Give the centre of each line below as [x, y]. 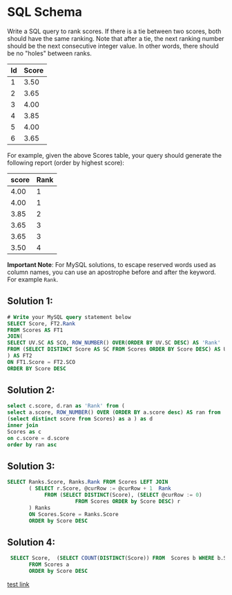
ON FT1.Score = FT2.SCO [41, 362]
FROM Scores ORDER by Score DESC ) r [128, 502]
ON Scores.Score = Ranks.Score [74, 514]
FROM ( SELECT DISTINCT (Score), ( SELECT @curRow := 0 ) [123, 495]
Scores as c [24, 432]
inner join [23, 425]
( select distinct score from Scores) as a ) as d [80, 419]
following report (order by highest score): [66, 163]
